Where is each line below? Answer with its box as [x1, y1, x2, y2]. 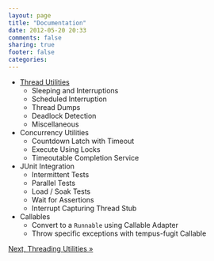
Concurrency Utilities [19, 127, 90, 137]
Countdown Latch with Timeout [31, 136, 135, 146]
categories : [8, 56, 48, 64]
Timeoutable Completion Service [31, 153, 139, 162]
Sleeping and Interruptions [31, 85, 119, 95]
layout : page [8, 11, 52, 20]
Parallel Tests [31, 178, 76, 187]
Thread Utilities [19, 77, 70, 87]
